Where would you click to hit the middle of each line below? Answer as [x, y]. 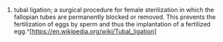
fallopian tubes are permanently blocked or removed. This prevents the [115, 17]
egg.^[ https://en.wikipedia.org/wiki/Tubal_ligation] [85, 31]
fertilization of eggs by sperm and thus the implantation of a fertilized [112, 24]
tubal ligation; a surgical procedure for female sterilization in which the [114, 10]
